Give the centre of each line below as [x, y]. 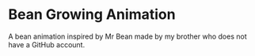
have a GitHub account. [47, 44]
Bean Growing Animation [92, 15]
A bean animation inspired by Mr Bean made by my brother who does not [127, 36]
